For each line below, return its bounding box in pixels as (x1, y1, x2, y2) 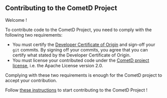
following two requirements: (5, 32, 63, 38)
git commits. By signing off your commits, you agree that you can (12, 47, 148, 52)
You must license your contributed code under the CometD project (12, 57, 150, 63)
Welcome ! (5, 17, 27, 23)
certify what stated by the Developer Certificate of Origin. (12, 52, 131, 58)
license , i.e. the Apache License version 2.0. (12, 62, 104, 68)
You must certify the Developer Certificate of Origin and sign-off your (12, 42, 156, 48)
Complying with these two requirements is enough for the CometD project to (5, 72, 163, 78)
